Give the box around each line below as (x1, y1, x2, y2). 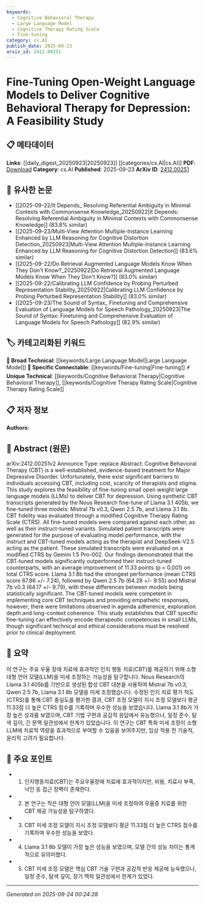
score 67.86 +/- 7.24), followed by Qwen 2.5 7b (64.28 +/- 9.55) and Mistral (6, 577, 196, 584)
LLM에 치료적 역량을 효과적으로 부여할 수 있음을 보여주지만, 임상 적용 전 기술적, (6, 726, 195, 734)
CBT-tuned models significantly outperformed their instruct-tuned (6, 558, 172, 564)
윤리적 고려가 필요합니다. (6, 734, 65, 742)
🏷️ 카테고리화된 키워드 (6, 337, 86, 348)
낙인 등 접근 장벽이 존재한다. (24, 785, 92, 792)
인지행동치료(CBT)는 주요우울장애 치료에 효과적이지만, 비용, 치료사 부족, (24, 778, 195, 785)
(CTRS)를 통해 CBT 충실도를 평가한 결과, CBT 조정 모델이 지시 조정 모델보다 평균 (6, 696, 198, 703)
